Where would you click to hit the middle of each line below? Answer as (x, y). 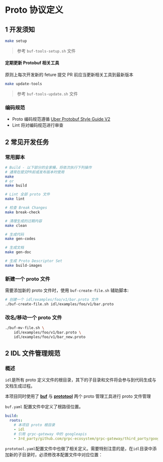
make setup (16, 41)
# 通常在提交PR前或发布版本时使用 (35, 172)
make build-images (24, 265)
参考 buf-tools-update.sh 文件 (47, 93)
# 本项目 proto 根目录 (34, 425)
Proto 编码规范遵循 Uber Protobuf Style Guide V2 (61, 119)
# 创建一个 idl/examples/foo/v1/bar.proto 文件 (52, 300)
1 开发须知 (20, 29)
